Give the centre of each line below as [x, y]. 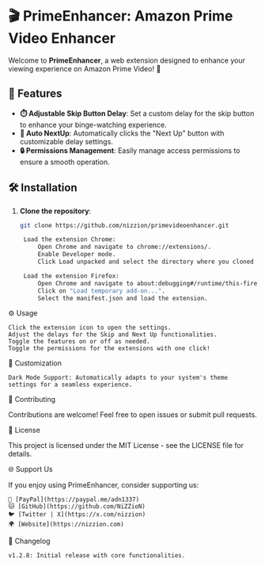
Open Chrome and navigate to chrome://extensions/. [125, 247]
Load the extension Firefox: [72, 276]
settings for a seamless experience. [70, 385]
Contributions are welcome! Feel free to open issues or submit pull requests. [132, 415]
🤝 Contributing [32, 400]
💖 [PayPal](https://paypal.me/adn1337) [74, 500]
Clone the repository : [55, 211]
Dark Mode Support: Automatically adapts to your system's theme [118, 378]
